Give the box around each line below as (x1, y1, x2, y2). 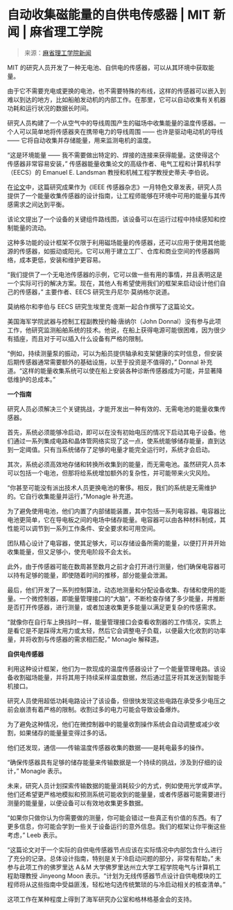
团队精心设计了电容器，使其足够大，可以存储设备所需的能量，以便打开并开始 (7, 539, 226, 547)
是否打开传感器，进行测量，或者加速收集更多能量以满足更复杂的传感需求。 (7, 603, 220, 611)
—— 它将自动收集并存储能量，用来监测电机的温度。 (7, 136, 155, 144)
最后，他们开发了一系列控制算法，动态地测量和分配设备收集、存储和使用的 (7, 586, 220, 594)
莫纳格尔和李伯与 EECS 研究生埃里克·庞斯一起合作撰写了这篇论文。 (7, 302, 198, 310)
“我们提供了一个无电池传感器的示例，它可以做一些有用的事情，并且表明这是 (7, 270, 223, 279)
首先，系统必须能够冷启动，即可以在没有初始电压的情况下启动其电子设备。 (7, 428, 220, 436)
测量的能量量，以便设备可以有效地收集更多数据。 (7, 798, 147, 807)
